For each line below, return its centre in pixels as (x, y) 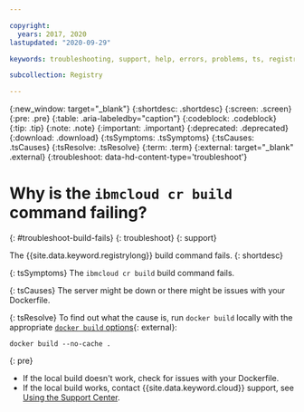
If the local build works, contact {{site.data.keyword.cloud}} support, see (158, 388)
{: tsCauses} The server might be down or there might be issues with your (147, 291)
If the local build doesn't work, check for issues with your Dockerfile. (151, 378)
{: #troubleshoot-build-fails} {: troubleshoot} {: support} (113, 238)
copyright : (30, 25)
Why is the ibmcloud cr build (121, 193)
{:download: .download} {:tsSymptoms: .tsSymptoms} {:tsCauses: (132, 138)
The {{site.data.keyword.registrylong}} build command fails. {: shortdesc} (146, 255)
